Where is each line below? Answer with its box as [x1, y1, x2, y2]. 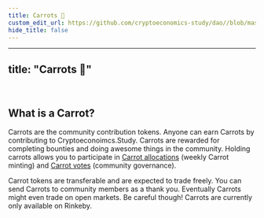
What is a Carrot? [8, 106, 96, 120]
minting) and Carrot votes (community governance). [8, 161, 177, 170]
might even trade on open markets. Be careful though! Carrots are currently [8, 193, 253, 201]
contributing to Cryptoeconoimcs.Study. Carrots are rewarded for [8, 135, 220, 145]
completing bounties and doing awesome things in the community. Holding [8, 144, 251, 153]
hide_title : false [8, 26, 68, 34]
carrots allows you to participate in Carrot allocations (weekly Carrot [8, 153, 229, 161]
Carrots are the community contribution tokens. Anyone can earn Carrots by [8, 127, 255, 136]
